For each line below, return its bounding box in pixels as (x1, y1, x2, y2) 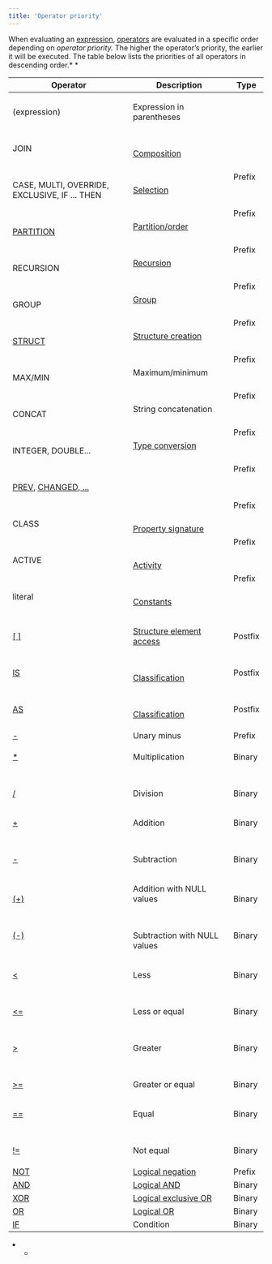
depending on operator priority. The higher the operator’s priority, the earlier (8, 42, 263, 53)
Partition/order (133, 221, 189, 232)
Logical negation (133, 1166, 197, 1177)
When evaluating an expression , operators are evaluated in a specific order (8, 34, 259, 44)
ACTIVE (12, 554, 42, 565)
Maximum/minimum (133, 367, 209, 378)
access (133, 635, 160, 647)
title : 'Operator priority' (8, 11, 104, 20)
